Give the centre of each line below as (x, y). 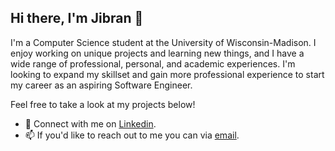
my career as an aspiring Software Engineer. (101, 85)
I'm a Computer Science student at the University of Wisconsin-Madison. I (163, 42)
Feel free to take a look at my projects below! (103, 104)
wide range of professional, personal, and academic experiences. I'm (153, 63)
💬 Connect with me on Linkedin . (90, 123)
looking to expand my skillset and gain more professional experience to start (167, 74)
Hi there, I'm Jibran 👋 (77, 18)
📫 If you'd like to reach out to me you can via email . (132, 135)
